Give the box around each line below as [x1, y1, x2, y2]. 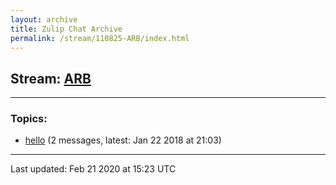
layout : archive [10, 14, 78, 25]
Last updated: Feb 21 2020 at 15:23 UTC [10, 163, 177, 175]
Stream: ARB [10, 70, 92, 87]
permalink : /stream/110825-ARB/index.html [10, 33, 190, 43]
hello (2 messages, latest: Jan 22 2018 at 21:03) [24, 134, 222, 146]
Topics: [10, 112, 48, 126]
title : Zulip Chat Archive [10, 24, 123, 34]
